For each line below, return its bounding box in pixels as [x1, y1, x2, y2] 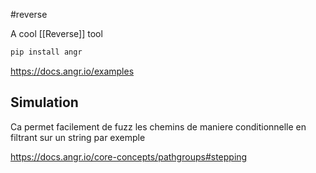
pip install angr [10, 47, 83, 57]
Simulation [10, 94, 79, 111]
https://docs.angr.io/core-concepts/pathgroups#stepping [10, 150, 248, 163]
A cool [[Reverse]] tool [10, 28, 103, 39]
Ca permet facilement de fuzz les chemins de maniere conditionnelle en [10, 120, 307, 133]
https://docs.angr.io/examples [10, 65, 135, 77]
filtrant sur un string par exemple [10, 131, 146, 143]
